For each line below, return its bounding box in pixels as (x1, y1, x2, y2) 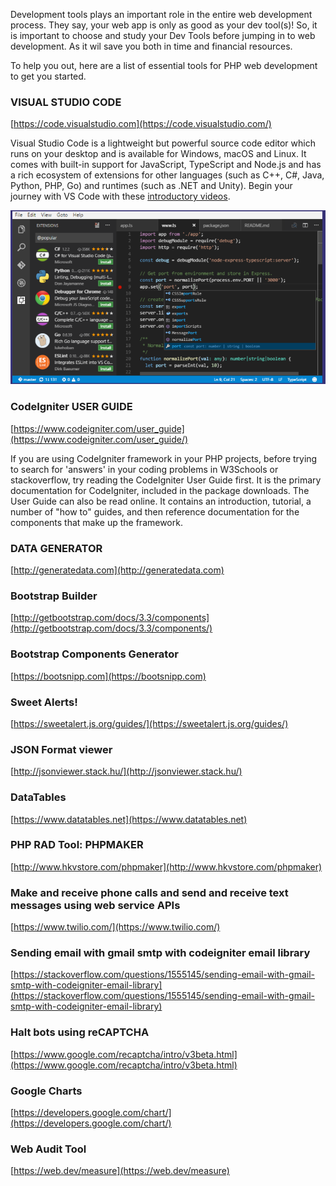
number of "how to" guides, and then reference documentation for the (10, 505, 300, 518)
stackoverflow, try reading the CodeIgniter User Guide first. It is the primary (10, 474, 322, 486)
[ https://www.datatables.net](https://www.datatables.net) (10, 813, 248, 825)
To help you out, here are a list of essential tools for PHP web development (10, 60, 318, 71)
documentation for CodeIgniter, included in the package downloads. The (10, 484, 310, 496)
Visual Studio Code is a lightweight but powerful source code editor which (10, 137, 316, 149)
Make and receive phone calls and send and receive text (10, 885, 289, 899)
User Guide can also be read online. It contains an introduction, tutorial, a (10, 495, 312, 507)
